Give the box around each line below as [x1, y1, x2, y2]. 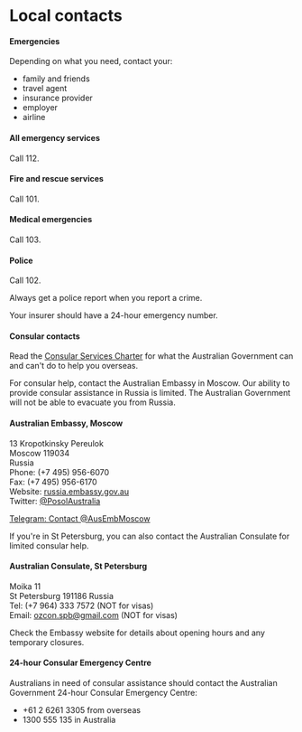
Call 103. [9, 234, 41, 245]
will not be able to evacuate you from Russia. [9, 397, 176, 408]
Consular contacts [9, 331, 81, 342]
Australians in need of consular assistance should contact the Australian [9, 678, 278, 689]
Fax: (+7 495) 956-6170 [9, 476, 97, 487]
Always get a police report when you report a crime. [9, 293, 203, 304]
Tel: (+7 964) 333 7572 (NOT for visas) [9, 600, 154, 611]
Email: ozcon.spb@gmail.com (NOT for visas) [9, 609, 178, 620]
